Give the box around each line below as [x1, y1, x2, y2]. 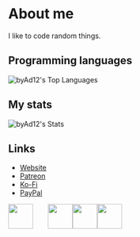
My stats [8, 98, 53, 112]
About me [8, 5, 74, 23]
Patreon [19, 171, 46, 181]
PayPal [19, 188, 43, 198]
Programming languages [8, 54, 133, 67]
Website [19, 163, 47, 173]
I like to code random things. [8, 31, 101, 40]
